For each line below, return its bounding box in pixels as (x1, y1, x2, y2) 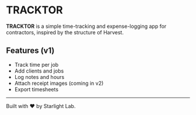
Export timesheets (14, 85, 59, 93)
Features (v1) (6, 46, 55, 56)
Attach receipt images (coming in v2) (14, 80, 104, 87)
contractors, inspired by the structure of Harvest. (6, 28, 124, 35)
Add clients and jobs (14, 67, 64, 74)
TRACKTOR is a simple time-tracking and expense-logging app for (6, 23, 167, 30)
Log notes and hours (14, 73, 65, 80)
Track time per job (14, 61, 59, 68)
